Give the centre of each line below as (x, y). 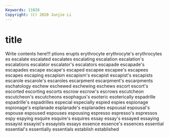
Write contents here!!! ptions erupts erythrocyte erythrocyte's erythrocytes (84, 54)
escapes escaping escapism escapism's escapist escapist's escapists (79, 75)
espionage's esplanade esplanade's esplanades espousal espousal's (78, 108)
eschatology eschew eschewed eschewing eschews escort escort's (77, 86)
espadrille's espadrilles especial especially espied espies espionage (77, 102)
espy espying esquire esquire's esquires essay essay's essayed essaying (82, 118)
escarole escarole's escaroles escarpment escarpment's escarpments (79, 81)
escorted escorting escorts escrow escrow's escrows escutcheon (75, 91)
